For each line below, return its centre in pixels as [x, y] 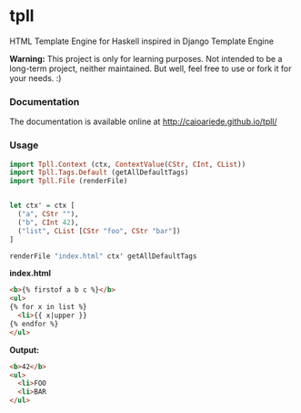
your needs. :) [35, 77]
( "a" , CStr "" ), [48, 214]
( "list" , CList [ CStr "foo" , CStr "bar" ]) [99, 231]
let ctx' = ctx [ [42, 206]
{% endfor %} [34, 324]
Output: [24, 350]
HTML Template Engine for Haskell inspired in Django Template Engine [142, 41]
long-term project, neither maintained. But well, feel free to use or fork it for [150, 68]
